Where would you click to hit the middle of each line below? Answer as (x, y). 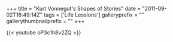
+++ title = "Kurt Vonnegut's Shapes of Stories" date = (74, 9)
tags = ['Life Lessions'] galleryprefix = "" (94, 15)
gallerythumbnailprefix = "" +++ (45, 21)
